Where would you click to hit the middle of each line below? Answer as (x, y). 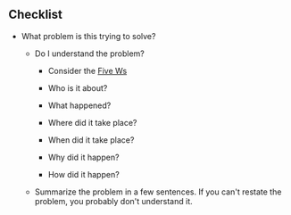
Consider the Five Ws (87, 70)
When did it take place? (91, 140)
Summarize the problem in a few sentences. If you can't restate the (158, 192)
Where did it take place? (92, 122)
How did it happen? (83, 174)
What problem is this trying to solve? (88, 36)
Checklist (36, 15)
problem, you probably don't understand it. (113, 201)
